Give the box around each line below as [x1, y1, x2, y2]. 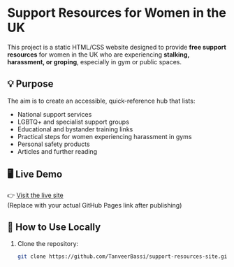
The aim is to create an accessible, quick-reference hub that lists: [7, 96, 196, 105]
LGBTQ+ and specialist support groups [17, 117, 129, 126]
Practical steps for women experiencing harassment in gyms [17, 132, 192, 140]
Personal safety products [17, 140, 90, 148]
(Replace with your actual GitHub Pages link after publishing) [7, 201, 182, 209]
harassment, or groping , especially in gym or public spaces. [7, 57, 182, 66]
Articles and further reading [17, 147, 98, 155]
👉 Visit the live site [7, 191, 64, 199]
